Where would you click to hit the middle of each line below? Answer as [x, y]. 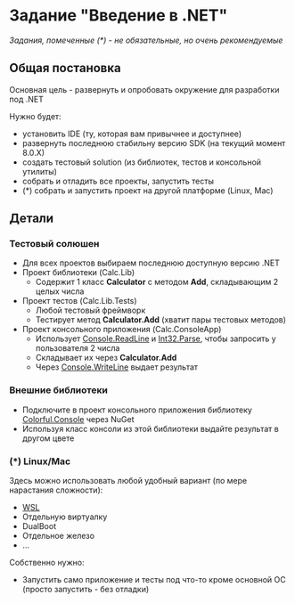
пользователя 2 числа [78, 348]
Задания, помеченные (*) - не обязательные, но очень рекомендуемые [146, 40]
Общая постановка [66, 68]
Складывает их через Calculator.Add [106, 358]
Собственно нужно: [47, 563]
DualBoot [39, 526]
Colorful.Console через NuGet [78, 419]
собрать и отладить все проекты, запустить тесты [118, 181]
